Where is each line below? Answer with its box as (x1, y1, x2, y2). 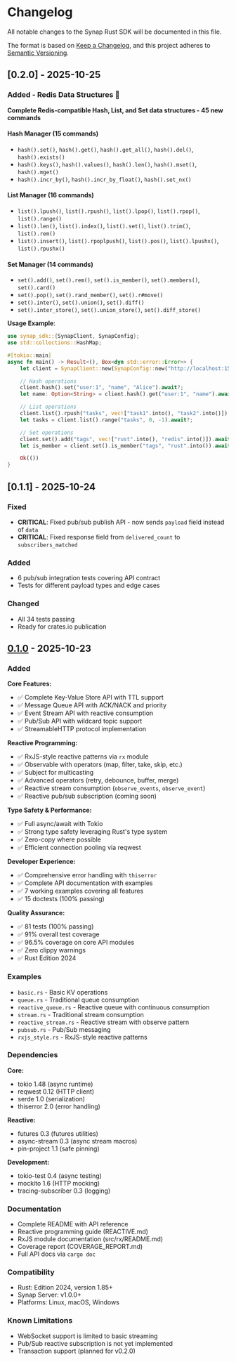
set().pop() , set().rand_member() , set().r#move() (17, 291, 164, 299)
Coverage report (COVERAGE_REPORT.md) (17, 1243, 143, 1251)
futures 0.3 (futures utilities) (17, 1129, 98, 1138)
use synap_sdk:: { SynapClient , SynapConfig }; (7, 333, 140, 340)
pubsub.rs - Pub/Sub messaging (17, 1025, 111, 1033)
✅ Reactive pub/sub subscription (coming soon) (17, 792, 157, 801)
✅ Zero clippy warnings (17, 946, 86, 955)
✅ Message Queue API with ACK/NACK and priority (17, 701, 167, 709)
